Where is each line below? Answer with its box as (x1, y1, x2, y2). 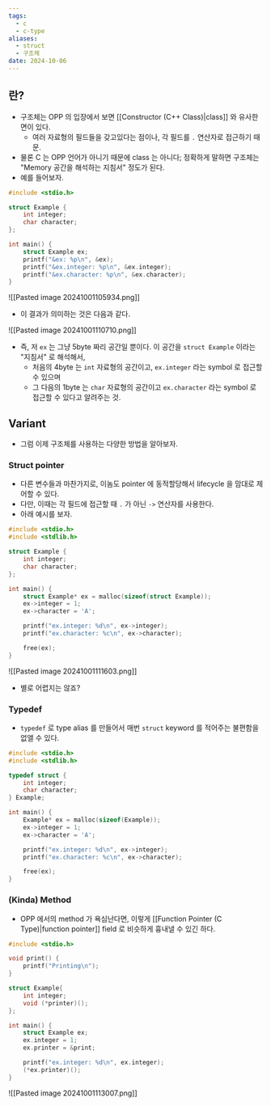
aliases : (8, 34, 38, 43)
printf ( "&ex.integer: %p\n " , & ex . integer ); (23, 263, 172, 271)
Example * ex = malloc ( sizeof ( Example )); (23, 816, 161, 825)
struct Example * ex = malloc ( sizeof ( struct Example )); (23, 592, 212, 601)
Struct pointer (8, 460, 65, 471)
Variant (8, 416, 46, 430)
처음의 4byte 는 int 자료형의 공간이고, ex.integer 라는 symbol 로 (32, 362, 241, 372)
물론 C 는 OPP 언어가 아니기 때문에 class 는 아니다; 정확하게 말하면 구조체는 (19, 152, 260, 162)
